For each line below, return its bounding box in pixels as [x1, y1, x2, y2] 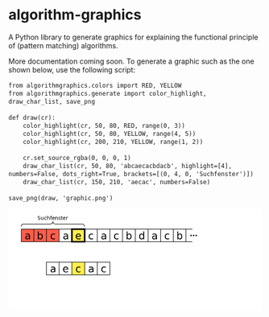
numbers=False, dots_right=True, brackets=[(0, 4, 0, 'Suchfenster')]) [8, 170, 254, 178]
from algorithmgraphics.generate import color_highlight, [8, 89, 207, 97]
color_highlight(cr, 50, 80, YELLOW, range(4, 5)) [23, 130, 197, 138]
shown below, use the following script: [8, 64, 135, 74]
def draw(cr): [8, 113, 56, 121]
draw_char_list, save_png [8, 97, 95, 105]
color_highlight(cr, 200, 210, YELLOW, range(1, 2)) [23, 138, 204, 146]
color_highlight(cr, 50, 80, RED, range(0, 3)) [23, 121, 185, 130]
